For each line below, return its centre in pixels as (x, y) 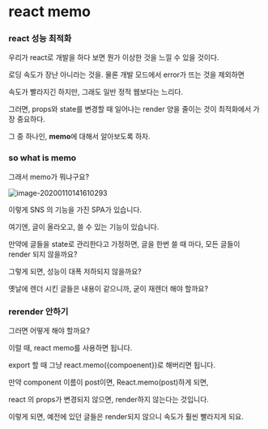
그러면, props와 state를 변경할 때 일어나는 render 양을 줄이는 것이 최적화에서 (130, 109)
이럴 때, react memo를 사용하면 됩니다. (70, 348)
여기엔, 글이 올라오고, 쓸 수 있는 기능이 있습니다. (84, 227)
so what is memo (43, 158)
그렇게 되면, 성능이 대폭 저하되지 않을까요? (75, 271)
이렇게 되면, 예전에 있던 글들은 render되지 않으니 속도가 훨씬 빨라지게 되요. (126, 417)
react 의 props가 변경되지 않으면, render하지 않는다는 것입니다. (108, 400)
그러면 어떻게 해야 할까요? (49, 331)
